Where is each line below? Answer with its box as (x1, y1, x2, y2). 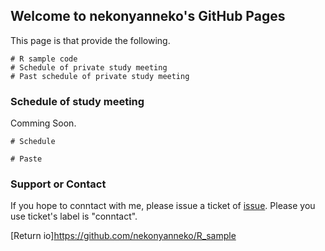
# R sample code (10, 54, 78, 64)
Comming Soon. (10, 117, 77, 129)
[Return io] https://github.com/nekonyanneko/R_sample (10, 230, 237, 242)
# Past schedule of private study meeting (10, 71, 190, 81)
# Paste (10, 154, 43, 164)
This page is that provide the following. (10, 34, 171, 46)
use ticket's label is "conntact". (10, 210, 138, 223)
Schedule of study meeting (10, 94, 145, 108)
